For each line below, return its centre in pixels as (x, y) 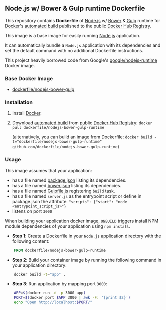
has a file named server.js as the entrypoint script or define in (77, 196)
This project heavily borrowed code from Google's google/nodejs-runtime (81, 60)
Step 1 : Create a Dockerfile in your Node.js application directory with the (86, 236)
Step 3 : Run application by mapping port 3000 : (60, 284)
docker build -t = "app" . (40, 274)
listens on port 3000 (32, 211)
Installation (19, 102)
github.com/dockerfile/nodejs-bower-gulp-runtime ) (66, 147)
